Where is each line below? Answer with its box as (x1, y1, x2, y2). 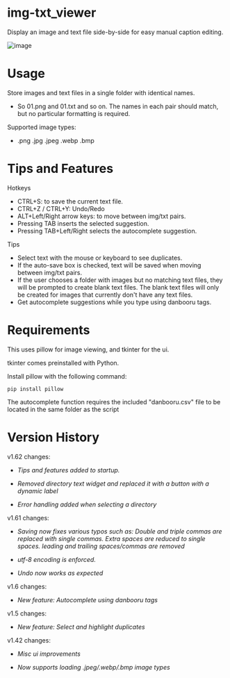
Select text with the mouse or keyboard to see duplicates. (17, 254, 183, 262)
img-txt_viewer (7, 5, 97, 21)
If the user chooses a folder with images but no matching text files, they (17, 276, 223, 284)
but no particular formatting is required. (17, 109, 131, 117)
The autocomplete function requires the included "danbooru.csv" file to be (7, 397, 221, 406)
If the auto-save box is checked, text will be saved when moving (17, 261, 202, 269)
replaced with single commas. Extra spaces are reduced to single (17, 534, 206, 543)
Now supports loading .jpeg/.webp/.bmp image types (17, 663, 170, 671)
